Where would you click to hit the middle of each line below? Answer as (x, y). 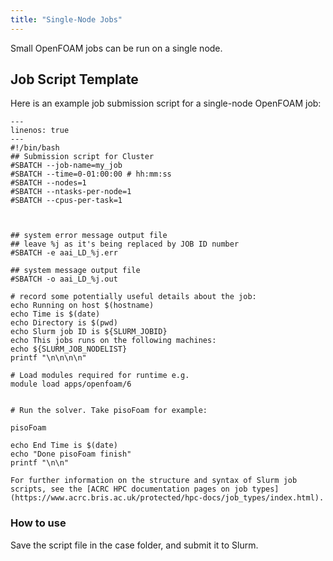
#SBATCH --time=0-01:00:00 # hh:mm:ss (91, 174)
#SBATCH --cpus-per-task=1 (66, 201)
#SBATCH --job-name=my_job (66, 166)
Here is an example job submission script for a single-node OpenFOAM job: (166, 103)
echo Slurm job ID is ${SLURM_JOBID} (89, 332)
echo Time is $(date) (55, 314)
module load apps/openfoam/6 (71, 384)
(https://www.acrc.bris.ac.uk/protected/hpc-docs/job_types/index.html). (167, 498)
